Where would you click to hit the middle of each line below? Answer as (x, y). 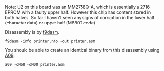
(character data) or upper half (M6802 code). (51, 23)
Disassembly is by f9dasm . (32, 32)
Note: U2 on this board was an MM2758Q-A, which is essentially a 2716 (78, 7)
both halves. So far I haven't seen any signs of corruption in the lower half (80, 17)
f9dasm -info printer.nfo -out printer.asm (50, 41)
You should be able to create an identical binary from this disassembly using (82, 50)
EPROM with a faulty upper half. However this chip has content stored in (78, 12)
